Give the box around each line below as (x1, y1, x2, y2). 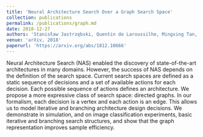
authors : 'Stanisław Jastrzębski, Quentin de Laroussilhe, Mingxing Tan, (6, 32, 198, 38)
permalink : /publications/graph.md (6, 20, 97, 26)
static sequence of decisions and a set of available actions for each (6, 78, 176, 85)
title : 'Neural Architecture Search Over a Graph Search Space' (6, 8, 173, 15)
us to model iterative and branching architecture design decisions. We (6, 104, 182, 112)
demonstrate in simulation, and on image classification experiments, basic (6, 110, 192, 118)
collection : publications (6, 15, 72, 21)
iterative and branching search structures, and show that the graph (6, 117, 175, 124)
